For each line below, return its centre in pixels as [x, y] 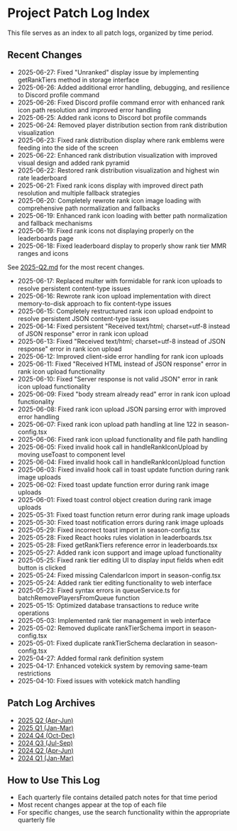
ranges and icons [43, 253]
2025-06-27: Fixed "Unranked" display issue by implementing [108, 72]
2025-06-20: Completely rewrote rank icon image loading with [109, 200]
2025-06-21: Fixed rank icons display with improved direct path [110, 185]
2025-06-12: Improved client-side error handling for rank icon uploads [120, 356]
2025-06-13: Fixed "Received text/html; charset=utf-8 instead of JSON [121, 341]
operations [33, 613]
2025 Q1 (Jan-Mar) [45, 728]
